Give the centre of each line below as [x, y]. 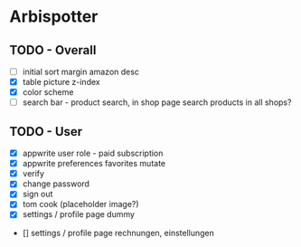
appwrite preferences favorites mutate [94, 164]
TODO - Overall [53, 50]
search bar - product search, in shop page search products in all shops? [157, 102]
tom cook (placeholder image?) [80, 204]
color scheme [48, 92]
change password [56, 184]
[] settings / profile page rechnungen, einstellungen [118, 233]
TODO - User [46, 132]
